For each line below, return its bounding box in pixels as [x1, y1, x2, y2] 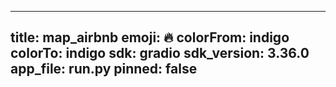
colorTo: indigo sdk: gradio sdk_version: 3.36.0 [10, 45, 310, 62]
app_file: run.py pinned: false [10, 61, 198, 78]
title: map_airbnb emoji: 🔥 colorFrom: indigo [10, 29, 290, 46]
